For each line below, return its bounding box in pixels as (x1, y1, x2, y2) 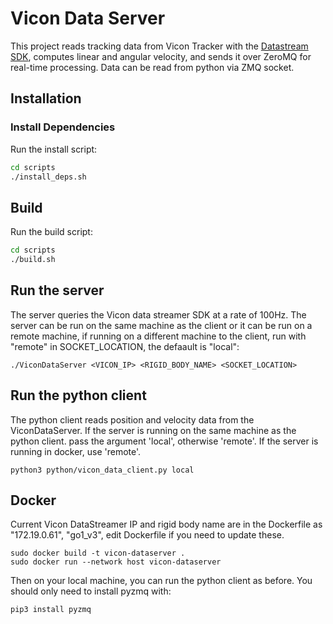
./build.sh (10, 255, 56, 265)
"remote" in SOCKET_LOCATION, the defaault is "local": (10, 340, 240, 352)
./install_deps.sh (10, 172, 87, 182)
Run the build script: (10, 226, 93, 238)
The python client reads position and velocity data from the (10, 413, 255, 426)
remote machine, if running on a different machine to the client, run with (10, 330, 307, 342)
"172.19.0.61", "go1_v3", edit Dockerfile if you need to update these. (10, 529, 285, 541)
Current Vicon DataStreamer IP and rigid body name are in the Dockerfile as (10, 518, 323, 531)
